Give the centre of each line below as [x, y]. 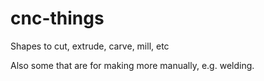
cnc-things [57, 18]
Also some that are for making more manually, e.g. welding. [132, 65]
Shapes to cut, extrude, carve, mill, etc [90, 46]
